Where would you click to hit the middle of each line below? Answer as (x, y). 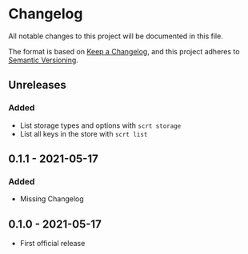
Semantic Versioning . (43, 60)
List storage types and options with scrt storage (100, 125)
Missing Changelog (52, 199)
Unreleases (37, 85)
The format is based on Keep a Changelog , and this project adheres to (124, 51)
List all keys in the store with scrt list (84, 133)
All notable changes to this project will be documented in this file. (116, 36)
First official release (52, 244)
